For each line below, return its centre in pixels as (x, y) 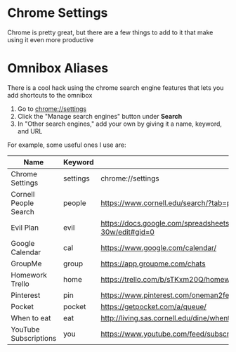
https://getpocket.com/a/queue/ (154, 306)
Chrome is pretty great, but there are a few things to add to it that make (110, 32)
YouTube (25, 330)
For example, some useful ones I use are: (67, 145)
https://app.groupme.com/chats (153, 263)
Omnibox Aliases (58, 69)
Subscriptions (34, 338)
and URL (30, 131)
